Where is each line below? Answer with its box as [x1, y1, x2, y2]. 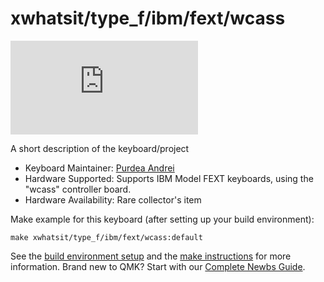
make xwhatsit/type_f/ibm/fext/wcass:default [10, 232, 203, 242]
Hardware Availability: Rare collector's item [24, 193, 202, 206]
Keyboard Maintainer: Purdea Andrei [24, 162, 175, 174]
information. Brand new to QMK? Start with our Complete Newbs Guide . [10, 260, 306, 272]
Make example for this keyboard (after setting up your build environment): [10, 213, 315, 225]
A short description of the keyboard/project [10, 142, 190, 154]
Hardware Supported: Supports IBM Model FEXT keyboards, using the [24, 172, 314, 184]
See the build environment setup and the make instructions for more [10, 250, 292, 262]
